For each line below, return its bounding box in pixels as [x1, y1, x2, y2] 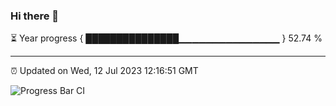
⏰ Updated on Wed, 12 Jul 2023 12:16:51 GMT [10, 65, 199, 77]
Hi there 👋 [10, 9, 60, 23]
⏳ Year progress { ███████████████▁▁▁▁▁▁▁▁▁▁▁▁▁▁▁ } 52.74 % [10, 32, 323, 44]
